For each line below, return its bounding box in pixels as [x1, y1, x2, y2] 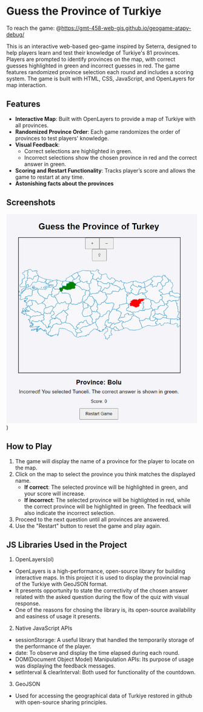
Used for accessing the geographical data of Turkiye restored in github [15, 692, 193, 700]
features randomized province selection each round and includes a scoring [6, 68, 194, 75]
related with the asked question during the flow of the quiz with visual [15, 593, 189, 601]
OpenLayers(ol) [15, 556, 55, 563]
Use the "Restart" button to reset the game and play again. [15, 522, 162, 530]
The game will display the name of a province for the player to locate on [15, 457, 195, 465]
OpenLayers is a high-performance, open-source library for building [15, 567, 185, 575]
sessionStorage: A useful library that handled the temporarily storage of [15, 637, 195, 644]
